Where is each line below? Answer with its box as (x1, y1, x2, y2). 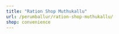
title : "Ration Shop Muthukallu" (6, 8, 87, 14)
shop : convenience (6, 19, 51, 25)
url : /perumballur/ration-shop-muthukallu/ (6, 14, 114, 20)
